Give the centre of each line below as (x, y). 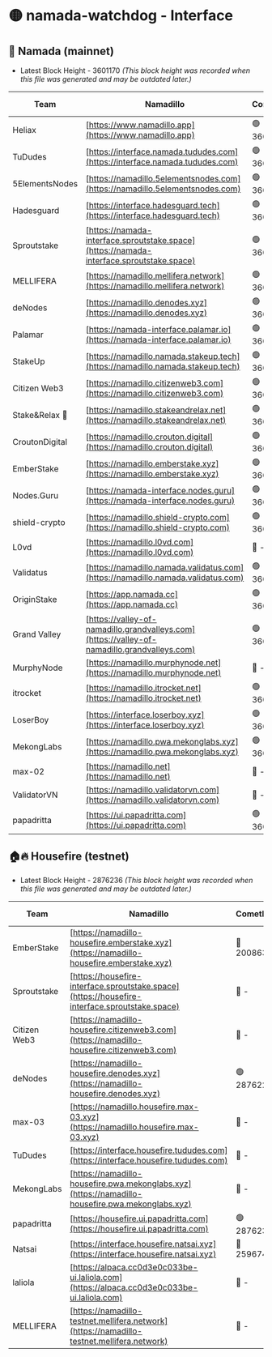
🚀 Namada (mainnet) (62, 51)
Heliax (24, 130)
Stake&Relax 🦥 (40, 415)
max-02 (28, 772)
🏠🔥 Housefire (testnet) (69, 857)
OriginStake (35, 599)
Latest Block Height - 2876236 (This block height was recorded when (136, 880)
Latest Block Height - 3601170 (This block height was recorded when (135, 70)
